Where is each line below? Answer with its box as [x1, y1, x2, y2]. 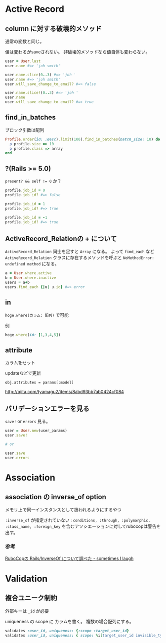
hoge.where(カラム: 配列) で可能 [5, 312, 69, 318]
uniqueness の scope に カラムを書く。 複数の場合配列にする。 [5, 618, 134, 624]
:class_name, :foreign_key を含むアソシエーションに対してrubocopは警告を [5, 523, 161, 529]
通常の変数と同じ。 [5, 39, 44, 44]
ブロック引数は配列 [5, 127, 44, 133]
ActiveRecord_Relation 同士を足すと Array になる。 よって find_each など [5, 249, 155, 255]
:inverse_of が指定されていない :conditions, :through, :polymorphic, [5, 517, 151, 523]
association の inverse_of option [5, 493, 106, 501]
